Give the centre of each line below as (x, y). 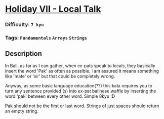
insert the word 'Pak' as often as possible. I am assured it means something (82, 71)
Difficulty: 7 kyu (25, 25)
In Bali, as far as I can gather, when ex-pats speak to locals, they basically (80, 66)
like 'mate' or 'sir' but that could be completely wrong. (60, 76)
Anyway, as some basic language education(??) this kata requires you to (79, 85)
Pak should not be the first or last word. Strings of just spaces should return (82, 106)
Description (23, 54)
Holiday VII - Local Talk (53, 9)
